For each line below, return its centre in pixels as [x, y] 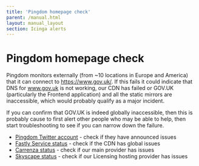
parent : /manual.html [34, 18]
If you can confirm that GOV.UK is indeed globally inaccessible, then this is [99, 113]
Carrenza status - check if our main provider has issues [85, 150]
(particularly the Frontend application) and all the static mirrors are [89, 95]
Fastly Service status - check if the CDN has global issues [88, 144]
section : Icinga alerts [36, 29]
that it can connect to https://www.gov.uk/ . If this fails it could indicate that [99, 81]
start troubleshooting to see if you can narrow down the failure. [85, 126]
